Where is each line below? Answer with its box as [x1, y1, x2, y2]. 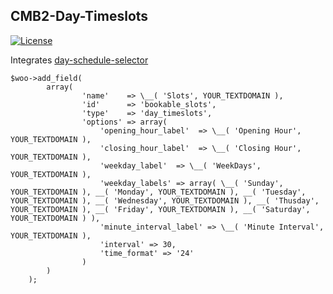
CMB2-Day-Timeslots [10, 8, 149, 25]
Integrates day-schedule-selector [10, 54, 149, 66]
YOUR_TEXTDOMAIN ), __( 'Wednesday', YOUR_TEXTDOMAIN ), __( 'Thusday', [10, 195, 320, 206]
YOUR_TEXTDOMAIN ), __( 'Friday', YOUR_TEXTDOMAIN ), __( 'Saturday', [10, 204, 311, 214]
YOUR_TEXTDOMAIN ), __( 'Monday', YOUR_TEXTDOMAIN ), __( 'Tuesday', [10, 187, 307, 197]
